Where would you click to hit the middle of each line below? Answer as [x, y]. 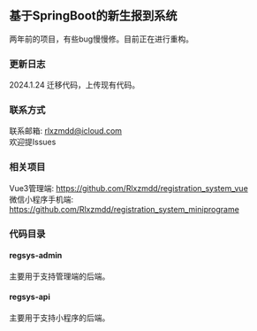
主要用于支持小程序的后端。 [60, 318]
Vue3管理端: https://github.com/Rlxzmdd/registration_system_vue [129, 188]
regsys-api [30, 297]
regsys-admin [36, 256]
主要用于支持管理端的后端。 [60, 276]
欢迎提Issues [33, 142]
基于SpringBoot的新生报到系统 [94, 16]
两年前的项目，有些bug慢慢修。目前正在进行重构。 [102, 39]
